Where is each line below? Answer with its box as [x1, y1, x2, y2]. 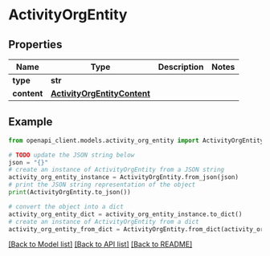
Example [8, 115, 53, 129]
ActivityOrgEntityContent [51, 88, 151, 99]
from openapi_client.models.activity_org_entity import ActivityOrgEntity [8, 136, 264, 144]
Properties [8, 38, 63, 51]
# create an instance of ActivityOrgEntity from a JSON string [8, 166, 225, 174]
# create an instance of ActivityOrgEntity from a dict [8, 217, 199, 226]
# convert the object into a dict [8, 202, 125, 210]
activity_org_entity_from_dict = [8, 225, 121, 234]
